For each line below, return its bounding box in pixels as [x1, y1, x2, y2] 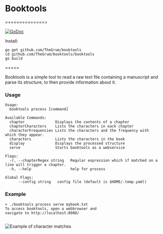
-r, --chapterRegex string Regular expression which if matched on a [9, 158, 158, 163]
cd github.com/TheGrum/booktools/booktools [5, 52, 95, 57]
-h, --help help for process [9, 167, 106, 171]
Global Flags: [5, 175, 34, 180]
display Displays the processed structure [9, 141, 125, 146]
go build [5, 56, 23, 61]
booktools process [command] [9, 107, 69, 112]
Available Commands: [5, 115, 47, 120]
